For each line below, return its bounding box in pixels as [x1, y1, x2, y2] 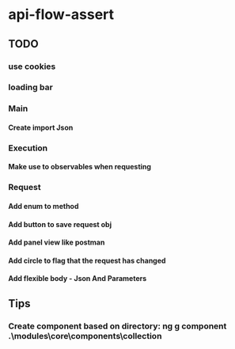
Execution [8, 142, 48, 154]
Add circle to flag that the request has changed [8, 256, 166, 265]
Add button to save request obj [8, 219, 112, 229]
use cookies [8, 61, 56, 72]
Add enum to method [8, 201, 79, 211]
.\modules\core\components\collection [8, 330, 162, 341]
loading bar [8, 82, 53, 93]
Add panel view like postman [8, 237, 105, 247]
